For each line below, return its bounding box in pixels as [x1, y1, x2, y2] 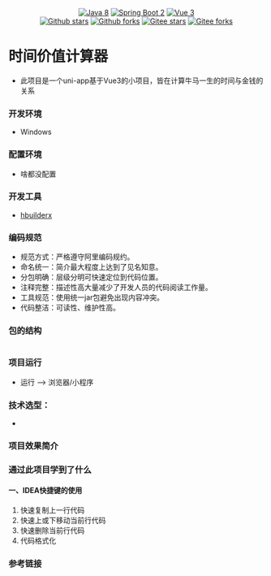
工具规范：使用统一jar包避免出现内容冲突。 [19, 292, 165, 302]
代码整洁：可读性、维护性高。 [19, 303, 120, 313]
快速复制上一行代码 [19, 505, 85, 515]
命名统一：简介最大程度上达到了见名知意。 [19, 262, 163, 272]
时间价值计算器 [8, 47, 109, 66]
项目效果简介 [8, 440, 59, 451]
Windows [19, 127, 52, 137]
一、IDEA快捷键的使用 [8, 486, 83, 496]
